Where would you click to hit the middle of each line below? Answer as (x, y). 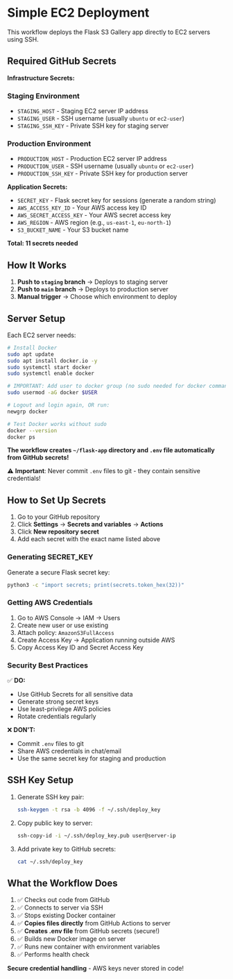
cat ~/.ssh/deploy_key (50, 862)
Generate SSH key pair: (51, 797)
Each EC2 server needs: (42, 335)
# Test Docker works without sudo (57, 424)
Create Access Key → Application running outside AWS (96, 640)
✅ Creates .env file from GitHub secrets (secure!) (88, 931)
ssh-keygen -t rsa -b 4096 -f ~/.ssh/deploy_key (89, 810)
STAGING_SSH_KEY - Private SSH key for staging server (93, 126)
